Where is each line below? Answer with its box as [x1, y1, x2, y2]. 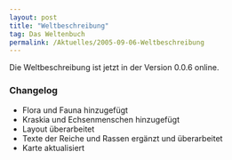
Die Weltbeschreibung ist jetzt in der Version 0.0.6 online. [9, 62, 220, 73]
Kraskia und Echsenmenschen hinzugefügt [21, 114, 180, 124]
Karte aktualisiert [21, 142, 85, 153]
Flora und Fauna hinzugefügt [21, 104, 129, 116]
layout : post [9, 12, 58, 22]
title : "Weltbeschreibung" [9, 21, 109, 30]
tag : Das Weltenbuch [9, 29, 86, 38]
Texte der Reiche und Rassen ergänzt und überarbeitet [21, 132, 223, 143]
